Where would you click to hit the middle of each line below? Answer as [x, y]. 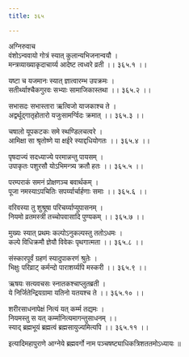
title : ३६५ [26, 16]
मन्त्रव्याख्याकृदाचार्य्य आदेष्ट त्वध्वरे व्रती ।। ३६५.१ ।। [78, 64]
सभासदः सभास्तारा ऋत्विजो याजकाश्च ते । [63, 105]
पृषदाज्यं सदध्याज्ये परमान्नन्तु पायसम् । [56, 157]
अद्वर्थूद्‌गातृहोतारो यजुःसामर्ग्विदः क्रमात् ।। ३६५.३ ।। [76, 115]
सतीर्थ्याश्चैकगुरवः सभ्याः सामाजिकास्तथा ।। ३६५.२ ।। [80, 89]
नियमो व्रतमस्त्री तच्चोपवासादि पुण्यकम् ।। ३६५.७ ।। [77, 217]
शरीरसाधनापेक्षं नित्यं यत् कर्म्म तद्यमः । [57, 308]
